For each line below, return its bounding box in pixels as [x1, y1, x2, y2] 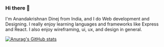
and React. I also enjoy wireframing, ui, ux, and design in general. [5, 26, 143, 32]
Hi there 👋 [5, 4, 31, 11]
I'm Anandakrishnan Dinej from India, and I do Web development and [5, 16, 150, 22]
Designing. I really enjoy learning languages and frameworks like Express [5, 21, 159, 27]
